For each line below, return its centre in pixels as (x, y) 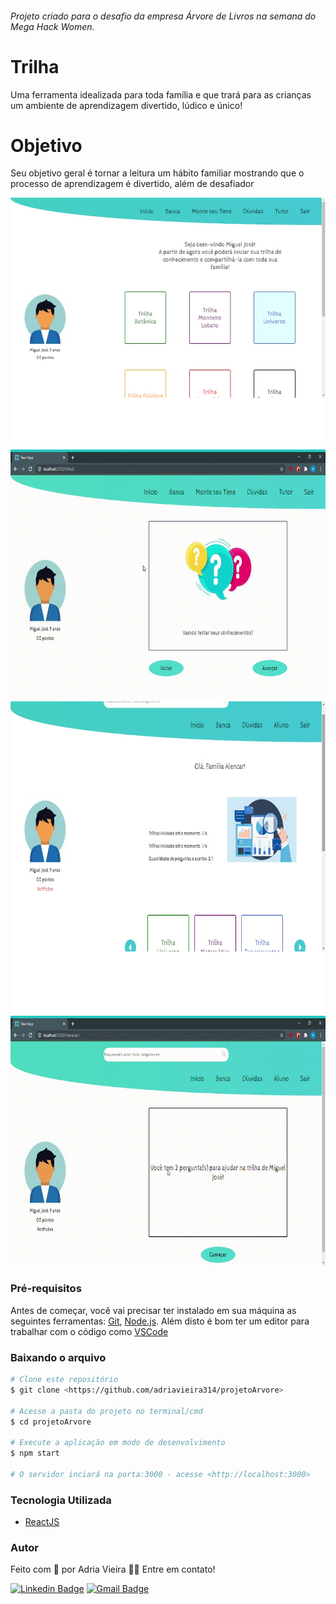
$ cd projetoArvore (51, 1422)
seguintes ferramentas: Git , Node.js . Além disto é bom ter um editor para (160, 1321)
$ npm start (35, 1453)
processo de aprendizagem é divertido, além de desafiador (132, 184)
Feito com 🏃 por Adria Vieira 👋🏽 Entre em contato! (113, 1569)
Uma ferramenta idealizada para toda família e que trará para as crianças (161, 94)
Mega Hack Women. (52, 26)
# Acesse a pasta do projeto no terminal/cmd (106, 1411)
